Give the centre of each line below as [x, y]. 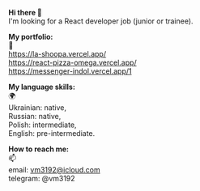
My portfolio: [31, 37]
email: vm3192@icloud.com [54, 170]
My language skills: [42, 87]
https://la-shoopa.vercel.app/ [57, 54]
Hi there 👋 [25, 13]
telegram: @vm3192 [42, 178]
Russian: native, [35, 116]
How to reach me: [38, 149]
